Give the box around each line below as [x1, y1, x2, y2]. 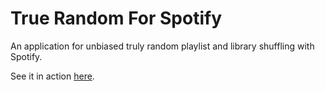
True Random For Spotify [10, 7, 223, 30]
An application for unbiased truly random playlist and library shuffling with [10, 40, 315, 52]
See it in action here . [10, 70, 95, 82]
